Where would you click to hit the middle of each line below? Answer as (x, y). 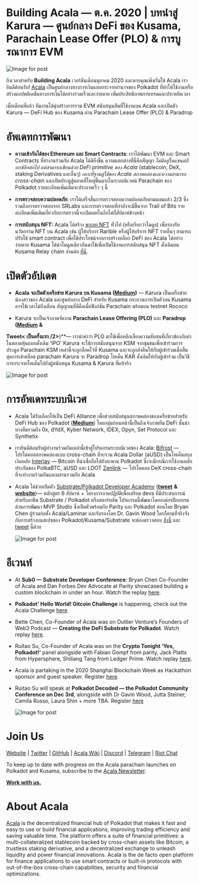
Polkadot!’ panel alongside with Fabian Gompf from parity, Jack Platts (101, 652)
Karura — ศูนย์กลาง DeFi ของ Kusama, (94, 26)
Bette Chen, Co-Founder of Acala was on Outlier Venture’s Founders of (102, 622)
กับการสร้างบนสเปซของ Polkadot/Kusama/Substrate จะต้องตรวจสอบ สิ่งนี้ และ (98, 520)
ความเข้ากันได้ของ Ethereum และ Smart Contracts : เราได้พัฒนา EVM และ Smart (102, 154)
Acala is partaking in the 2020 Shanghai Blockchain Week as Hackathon (103, 670)
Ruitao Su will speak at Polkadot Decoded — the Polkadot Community (102, 688)
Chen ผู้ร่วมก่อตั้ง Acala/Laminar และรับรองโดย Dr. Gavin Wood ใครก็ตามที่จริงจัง (102, 513)
